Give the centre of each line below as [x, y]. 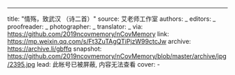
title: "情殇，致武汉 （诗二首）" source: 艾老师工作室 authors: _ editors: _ [112, 19]
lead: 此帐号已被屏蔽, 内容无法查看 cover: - [98, 64]
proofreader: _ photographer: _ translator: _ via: [75, 26]
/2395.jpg [21, 64]
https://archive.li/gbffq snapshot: [55, 49]
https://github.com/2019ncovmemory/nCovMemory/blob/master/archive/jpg [117, 56]
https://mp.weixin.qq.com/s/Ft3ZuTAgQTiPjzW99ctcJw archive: [99, 41]
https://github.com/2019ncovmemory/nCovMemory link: [88, 34]
